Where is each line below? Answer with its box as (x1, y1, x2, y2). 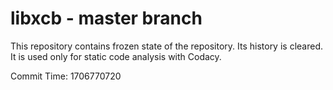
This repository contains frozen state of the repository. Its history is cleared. (10, 40, 323, 52)
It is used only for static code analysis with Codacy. (10, 50, 222, 62)
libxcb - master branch (10, 7, 203, 30)
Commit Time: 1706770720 (10, 70, 122, 82)
